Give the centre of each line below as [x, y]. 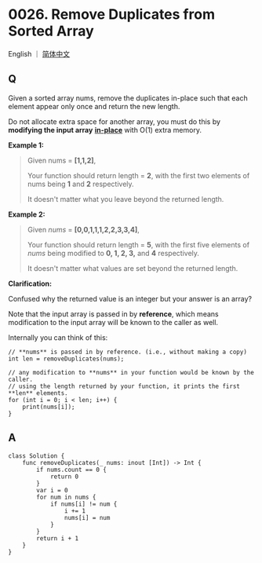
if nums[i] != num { [84, 504]
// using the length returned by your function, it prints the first [124, 386]
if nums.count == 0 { [72, 470]
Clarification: [30, 283]
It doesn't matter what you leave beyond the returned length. [126, 199]
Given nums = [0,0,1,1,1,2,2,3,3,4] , [83, 229]
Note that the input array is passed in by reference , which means [113, 314]
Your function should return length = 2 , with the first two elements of [138, 175]
